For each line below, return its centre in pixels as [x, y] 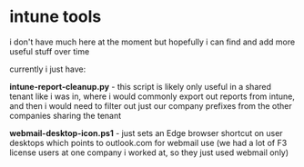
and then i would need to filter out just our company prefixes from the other [151, 105]
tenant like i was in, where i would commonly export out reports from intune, [152, 96]
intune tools [56, 17]
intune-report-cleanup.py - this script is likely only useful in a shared [140, 86]
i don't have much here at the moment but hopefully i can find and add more [152, 42]
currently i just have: [48, 69]
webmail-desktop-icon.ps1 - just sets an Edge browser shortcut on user [147, 133]
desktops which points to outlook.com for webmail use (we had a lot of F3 [148, 142]
